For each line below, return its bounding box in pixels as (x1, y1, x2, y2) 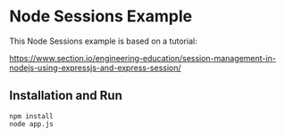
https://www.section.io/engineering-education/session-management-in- (9, 52, 277, 63)
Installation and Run (9, 88, 123, 103)
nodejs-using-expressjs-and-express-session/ (9, 62, 181, 73)
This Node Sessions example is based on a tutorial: (9, 36, 198, 46)
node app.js (9, 119, 54, 128)
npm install (9, 111, 54, 121)
